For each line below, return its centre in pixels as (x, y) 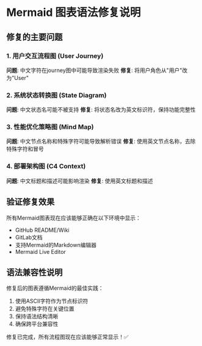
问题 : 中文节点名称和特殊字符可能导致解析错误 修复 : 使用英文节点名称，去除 (101, 142)
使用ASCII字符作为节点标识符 (52, 301)
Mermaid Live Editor (40, 251)
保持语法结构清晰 (37, 316)
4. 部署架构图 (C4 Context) (46, 167)
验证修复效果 (31, 202)
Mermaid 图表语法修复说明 (74, 13)
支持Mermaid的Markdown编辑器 (56, 245)
